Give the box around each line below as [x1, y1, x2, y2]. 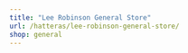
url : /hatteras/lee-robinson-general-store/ [9, 22, 180, 31]
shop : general [9, 30, 63, 39]
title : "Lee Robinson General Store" [9, 13, 152, 22]
